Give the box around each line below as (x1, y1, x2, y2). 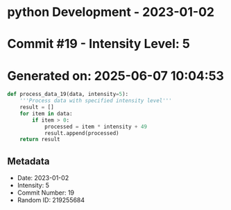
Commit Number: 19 (17, 188, 75, 197)
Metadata (7, 155, 50, 167)
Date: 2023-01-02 (17, 174, 69, 182)
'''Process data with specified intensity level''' (19, 97, 172, 104)
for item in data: (19, 110, 73, 117)
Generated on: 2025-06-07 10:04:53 (7, 67, 224, 83)
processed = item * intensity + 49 (44, 123, 148, 130)
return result (19, 136, 60, 143)
